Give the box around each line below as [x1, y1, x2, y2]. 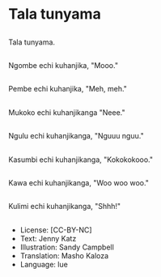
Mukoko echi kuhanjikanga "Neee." [8, 107, 125, 117]
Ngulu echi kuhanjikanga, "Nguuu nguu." [8, 131, 144, 141]
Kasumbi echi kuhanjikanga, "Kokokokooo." [8, 155, 154, 164]
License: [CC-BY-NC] [19, 224, 92, 235]
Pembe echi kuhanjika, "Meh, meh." [8, 84, 128, 94]
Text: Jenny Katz [19, 233, 77, 243]
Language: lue [19, 259, 69, 269]
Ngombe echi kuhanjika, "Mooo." [8, 60, 119, 70]
